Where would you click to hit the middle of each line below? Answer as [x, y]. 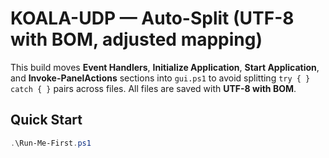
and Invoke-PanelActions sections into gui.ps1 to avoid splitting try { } [160, 78]
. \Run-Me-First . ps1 [51, 143]
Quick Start [46, 120]
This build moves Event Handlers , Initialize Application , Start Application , [165, 67]
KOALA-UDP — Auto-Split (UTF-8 [152, 18]
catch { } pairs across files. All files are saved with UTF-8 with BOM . [153, 88]
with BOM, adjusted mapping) [136, 39]
